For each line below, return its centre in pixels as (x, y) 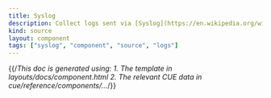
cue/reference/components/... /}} (63, 86)
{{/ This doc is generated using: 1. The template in (90, 68)
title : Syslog (32, 16)
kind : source (30, 31)
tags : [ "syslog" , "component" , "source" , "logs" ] (94, 46)
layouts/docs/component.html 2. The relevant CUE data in (105, 77)
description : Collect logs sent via (70, 23)
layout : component (39, 38)
